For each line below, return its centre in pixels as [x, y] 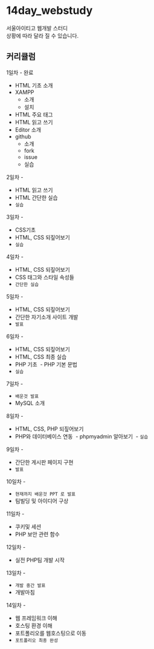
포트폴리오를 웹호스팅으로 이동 [50, 633]
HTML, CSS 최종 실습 [41, 357]
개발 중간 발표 [30, 585]
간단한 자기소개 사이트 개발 [47, 317]
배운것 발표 [27, 396]
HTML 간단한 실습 [37, 197]
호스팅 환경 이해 [34, 625]
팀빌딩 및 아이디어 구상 [42, 500]
